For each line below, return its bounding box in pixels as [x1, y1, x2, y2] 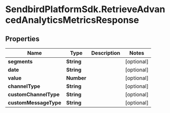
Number [66, 74, 87, 82]
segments [8, 58, 33, 65]
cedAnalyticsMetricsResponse [5, 14, 139, 26]
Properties [5, 34, 40, 43]
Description [91, 50, 121, 56]
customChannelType [8, 91, 60, 98]
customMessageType [8, 99, 62, 106]
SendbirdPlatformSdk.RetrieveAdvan [5, 4, 165, 15]
